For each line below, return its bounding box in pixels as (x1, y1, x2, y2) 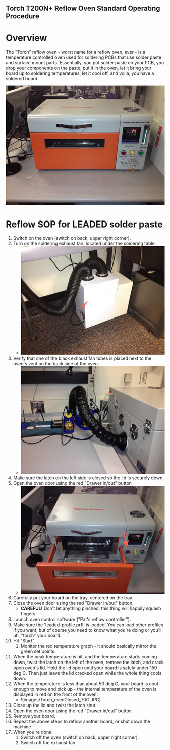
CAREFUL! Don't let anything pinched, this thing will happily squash (20, 605, 161, 611)
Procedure (6, 12, 40, 21)
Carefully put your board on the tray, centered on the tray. (13, 595, 133, 601)
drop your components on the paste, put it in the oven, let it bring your (6, 65, 152, 71)
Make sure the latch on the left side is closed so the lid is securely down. (13, 475, 164, 481)
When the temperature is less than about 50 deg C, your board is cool (13, 681, 158, 687)
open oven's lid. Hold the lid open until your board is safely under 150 (13, 665, 157, 671)
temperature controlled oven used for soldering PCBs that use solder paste (6, 54, 162, 60)
